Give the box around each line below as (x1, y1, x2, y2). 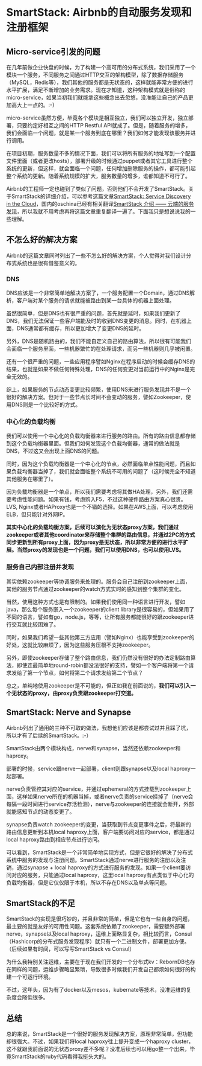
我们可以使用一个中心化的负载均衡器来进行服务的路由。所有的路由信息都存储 (6, 432, 196, 439)
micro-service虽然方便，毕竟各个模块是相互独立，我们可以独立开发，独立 (6, 114, 188, 121)
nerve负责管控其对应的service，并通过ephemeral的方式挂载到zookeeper (6, 785, 186, 793)
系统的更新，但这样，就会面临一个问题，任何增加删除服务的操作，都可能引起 (6, 165, 196, 172)
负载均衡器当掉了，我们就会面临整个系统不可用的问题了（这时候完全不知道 (11, 468, 196, 475)
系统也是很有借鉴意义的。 (16, 259, 80, 266)
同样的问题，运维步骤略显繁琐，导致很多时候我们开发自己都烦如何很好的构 (11, 966, 196, 973)
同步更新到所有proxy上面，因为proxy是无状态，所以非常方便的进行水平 (6, 538, 183, 546)
